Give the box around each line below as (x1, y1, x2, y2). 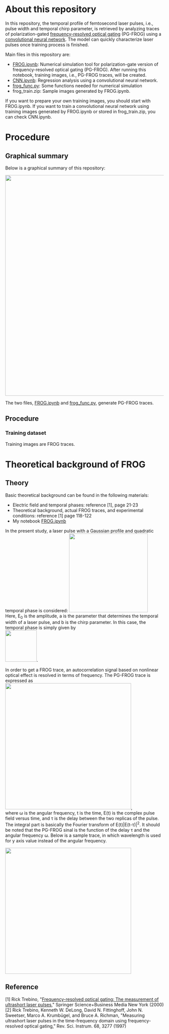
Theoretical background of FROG (5, 458, 146, 470)
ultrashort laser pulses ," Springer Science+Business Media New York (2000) (5, 1001, 164, 1007)
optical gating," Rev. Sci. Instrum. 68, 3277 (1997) (24, 1023, 127, 1029)
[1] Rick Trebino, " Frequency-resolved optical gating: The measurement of (5, 996, 159, 1002)
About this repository (5, 4, 97, 15)
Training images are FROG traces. (5, 441, 75, 447)
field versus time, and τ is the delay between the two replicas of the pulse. (5, 816, 159, 822)
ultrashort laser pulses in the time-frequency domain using (5, 1017, 127, 1023)
